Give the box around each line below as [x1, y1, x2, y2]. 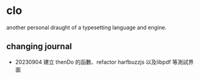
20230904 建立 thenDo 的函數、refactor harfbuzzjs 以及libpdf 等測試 [15, 58, 188, 66]
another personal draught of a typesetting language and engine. [6, 24, 167, 31]
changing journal [6, 41, 72, 52]
